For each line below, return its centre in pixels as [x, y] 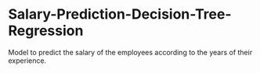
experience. [27, 61]
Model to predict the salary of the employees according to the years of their [130, 52]
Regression [46, 31]
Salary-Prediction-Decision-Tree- [120, 14]
